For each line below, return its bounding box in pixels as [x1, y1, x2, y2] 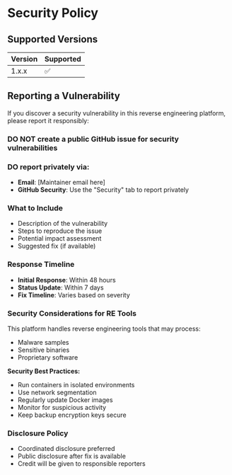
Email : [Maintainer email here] [17, 178, 106, 187]
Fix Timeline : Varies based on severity [17, 290, 131, 299]
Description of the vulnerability [17, 219, 108, 228]
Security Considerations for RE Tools [7, 308, 137, 318]
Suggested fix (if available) [17, 242, 96, 251]
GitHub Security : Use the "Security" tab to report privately [17, 185, 190, 194]
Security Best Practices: [7, 367, 81, 375]
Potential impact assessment [17, 234, 102, 243]
